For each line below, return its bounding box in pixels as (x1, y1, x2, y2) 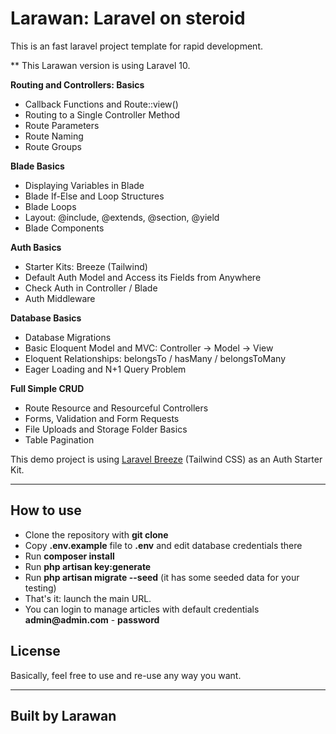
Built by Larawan (10, 707, 117, 724)
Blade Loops (24, 200, 77, 212)
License (10, 643, 61, 660)
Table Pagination (24, 433, 95, 446)
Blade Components (24, 222, 105, 234)
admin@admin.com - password (24, 613, 160, 626)
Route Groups (24, 140, 82, 152)
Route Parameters (24, 119, 100, 131)
